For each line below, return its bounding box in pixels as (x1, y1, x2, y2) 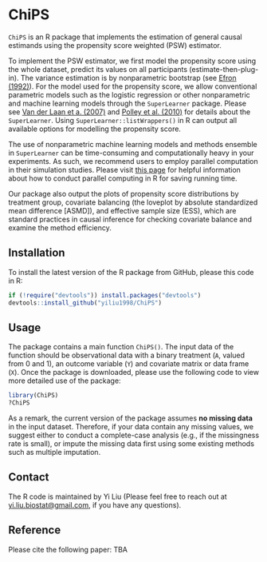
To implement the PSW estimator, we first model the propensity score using (8, 56, 257, 66)
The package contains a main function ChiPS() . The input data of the (8, 342, 234, 352)
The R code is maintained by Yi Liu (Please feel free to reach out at (8, 492, 227, 501)
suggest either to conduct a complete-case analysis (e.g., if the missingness (8, 430, 260, 440)
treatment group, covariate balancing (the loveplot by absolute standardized (8, 197, 258, 207)
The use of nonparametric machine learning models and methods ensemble (8, 139, 257, 149)
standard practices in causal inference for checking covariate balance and (8, 214, 253, 224)
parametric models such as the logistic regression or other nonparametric (8, 90, 251, 99)
